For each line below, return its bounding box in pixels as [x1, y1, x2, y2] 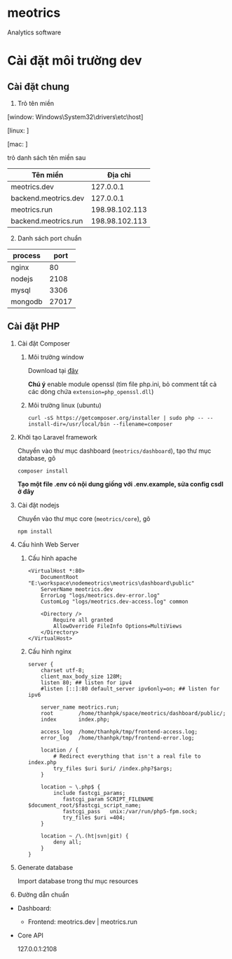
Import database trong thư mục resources [17, 876, 139, 885]
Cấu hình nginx [27, 647, 72, 655]
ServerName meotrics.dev [41, 585, 114, 593]
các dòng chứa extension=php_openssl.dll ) [27, 387, 154, 395]
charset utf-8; [41, 667, 86, 674]
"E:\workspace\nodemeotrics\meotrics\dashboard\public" [27, 580, 195, 587]
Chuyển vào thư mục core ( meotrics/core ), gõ [17, 514, 151, 523]
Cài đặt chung [7, 81, 70, 93]
